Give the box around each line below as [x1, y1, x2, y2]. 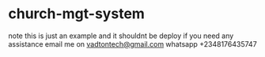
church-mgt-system [8, 5, 145, 23]
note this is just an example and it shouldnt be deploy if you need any [8, 31, 234, 40]
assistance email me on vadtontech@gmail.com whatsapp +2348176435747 [8, 39, 257, 48]
